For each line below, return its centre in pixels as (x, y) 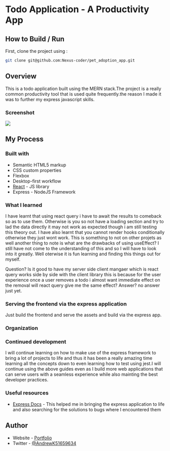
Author (16, 426)
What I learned (24, 205)
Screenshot (20, 112)
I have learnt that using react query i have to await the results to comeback (83, 216)
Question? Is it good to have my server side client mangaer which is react (82, 269)
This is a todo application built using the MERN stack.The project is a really (83, 88)
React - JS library (31, 186)
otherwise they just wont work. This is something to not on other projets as (83, 237)
